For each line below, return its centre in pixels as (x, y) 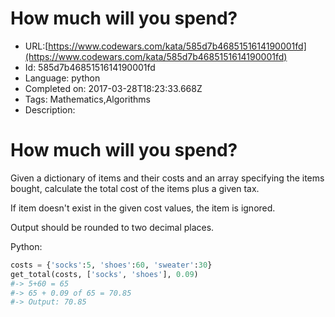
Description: (50, 109)
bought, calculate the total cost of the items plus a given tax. (135, 188)
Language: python (62, 78)
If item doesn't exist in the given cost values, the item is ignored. (143, 208)
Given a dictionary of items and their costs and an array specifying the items (167, 178)
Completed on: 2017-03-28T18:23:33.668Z (113, 88)
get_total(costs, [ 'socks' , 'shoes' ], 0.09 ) (104, 274)
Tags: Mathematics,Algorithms (88, 99)
